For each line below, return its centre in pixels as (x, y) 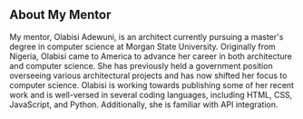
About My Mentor (60, 15)
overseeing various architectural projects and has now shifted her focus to (148, 75)
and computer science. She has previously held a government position (142, 65)
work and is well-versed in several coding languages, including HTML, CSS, (151, 94)
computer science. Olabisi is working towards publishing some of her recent (152, 84)
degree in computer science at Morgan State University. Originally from (143, 46)
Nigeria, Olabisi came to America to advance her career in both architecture (151, 56)
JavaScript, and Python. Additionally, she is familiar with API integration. (144, 104)
